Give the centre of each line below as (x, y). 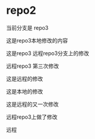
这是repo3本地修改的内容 (37, 40)
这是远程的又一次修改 (32, 104)
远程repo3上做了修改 (32, 117)
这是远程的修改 (24, 78)
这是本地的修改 (24, 91)
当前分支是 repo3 (27, 28)
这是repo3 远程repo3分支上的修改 (48, 53)
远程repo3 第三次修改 (33, 66)
